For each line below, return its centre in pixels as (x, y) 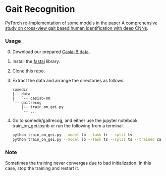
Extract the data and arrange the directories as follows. (68, 81)
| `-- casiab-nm (31, 98)
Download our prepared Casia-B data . (51, 52)
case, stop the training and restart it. (42, 168)
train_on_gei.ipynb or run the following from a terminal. (68, 126)
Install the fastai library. (36, 61)
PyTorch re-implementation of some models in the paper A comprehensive (81, 23)
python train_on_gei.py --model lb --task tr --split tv (72, 135)
